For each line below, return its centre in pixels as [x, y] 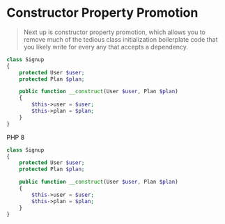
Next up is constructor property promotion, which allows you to [115, 32]
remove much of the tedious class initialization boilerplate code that [121, 39]
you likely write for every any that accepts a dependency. [106, 47]
